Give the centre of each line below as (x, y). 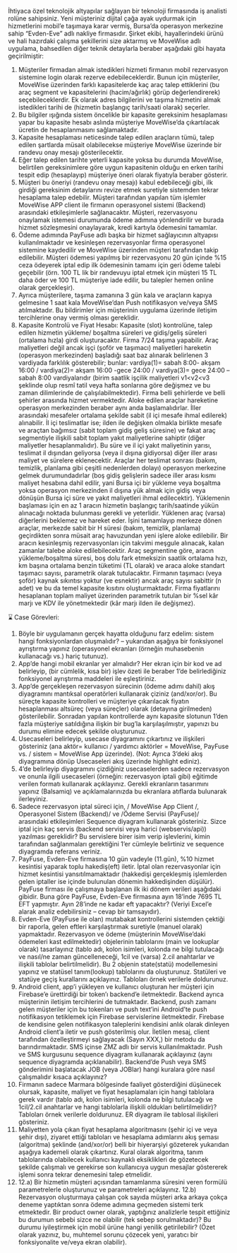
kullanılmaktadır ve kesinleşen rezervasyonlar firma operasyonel (111, 243)
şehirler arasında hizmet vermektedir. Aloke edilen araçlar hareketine (118, 400)
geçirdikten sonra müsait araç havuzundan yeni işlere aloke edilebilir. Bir (123, 535)
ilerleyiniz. (33, 799)
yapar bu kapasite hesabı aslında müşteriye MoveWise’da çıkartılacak (119, 122)
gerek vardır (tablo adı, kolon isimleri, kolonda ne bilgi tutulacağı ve (115, 1099)
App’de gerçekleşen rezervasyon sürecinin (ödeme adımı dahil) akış (116, 686)
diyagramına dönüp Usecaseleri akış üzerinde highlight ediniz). (110, 761)
